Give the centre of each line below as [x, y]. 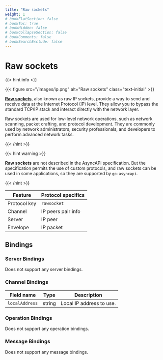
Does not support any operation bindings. [47, 329]
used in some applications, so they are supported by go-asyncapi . [71, 173]
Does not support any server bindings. [44, 270]
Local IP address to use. [88, 303]
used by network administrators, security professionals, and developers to [80, 129]
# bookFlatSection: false [31, 19]
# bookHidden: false [26, 28]
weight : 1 [15, 14]
